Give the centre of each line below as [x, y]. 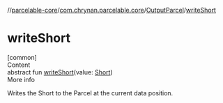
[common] [22, 57]
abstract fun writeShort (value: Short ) [60, 72]
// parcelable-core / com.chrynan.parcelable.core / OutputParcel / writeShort [111, 10]
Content [19, 65]
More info [21, 79]
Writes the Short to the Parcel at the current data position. [90, 93]
